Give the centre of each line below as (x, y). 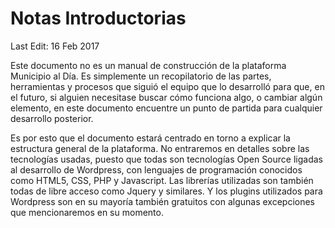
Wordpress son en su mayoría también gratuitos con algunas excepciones (162, 201)
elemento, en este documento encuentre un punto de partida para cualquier (166, 108)
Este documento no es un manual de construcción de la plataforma (148, 65)
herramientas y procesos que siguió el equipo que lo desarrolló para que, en (167, 86)
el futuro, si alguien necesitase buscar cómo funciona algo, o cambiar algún (166, 97)
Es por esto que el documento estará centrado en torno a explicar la (150, 138)
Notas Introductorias (98, 18)
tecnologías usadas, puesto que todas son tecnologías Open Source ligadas (166, 159)
